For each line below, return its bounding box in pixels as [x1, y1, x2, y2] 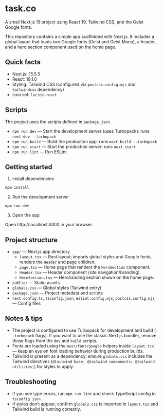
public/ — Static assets [12, 279, 60, 285]
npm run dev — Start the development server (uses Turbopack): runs [12, 128, 150, 134]
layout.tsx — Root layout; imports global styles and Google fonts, [19, 254, 152, 259]
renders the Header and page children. [19, 259, 96, 265]
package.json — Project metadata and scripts [12, 290, 103, 296]
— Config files [12, 300, 41, 306]
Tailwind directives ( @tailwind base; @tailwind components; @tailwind [12, 358, 155, 364]
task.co [5, 3, 36, 14]
